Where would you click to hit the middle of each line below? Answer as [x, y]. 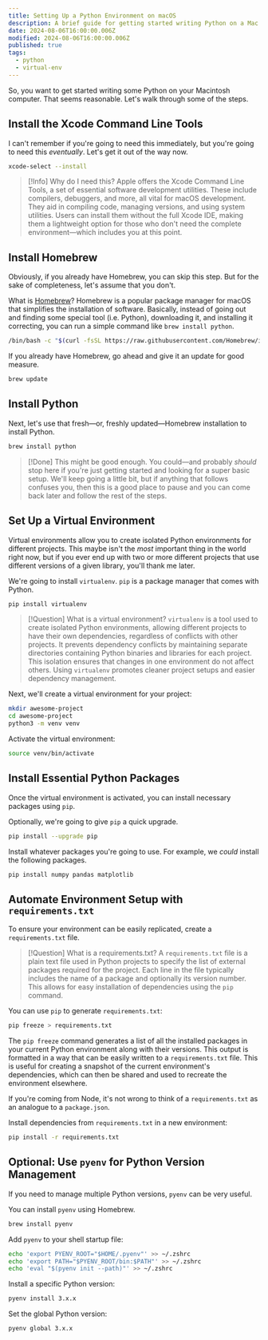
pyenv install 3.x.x [43, 1298]
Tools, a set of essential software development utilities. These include [142, 190]
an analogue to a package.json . [59, 1108]
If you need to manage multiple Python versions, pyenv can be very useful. [130, 1194]
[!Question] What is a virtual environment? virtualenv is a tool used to [143, 619]
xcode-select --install [48, 166]
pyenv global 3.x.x [41, 1329]
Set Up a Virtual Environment [82, 521]
